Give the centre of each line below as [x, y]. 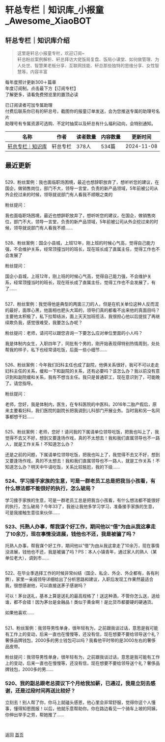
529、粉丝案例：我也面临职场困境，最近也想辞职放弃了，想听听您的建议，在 [82, 182]
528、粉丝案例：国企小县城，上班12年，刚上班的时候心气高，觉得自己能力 [80, 243]
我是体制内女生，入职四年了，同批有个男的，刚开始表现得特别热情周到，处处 [82, 343]
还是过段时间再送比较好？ [45, 691]
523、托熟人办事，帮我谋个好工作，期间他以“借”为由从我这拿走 [81, 526]
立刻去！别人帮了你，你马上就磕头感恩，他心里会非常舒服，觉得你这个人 [78, 703]
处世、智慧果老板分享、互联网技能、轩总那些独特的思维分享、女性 [88, 65]
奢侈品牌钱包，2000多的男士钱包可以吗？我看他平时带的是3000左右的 [76, 640]
